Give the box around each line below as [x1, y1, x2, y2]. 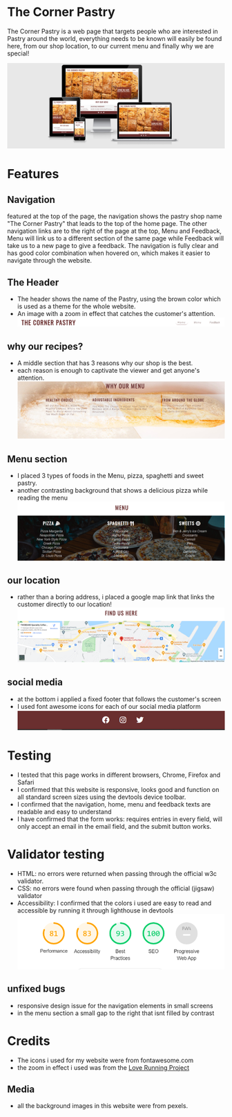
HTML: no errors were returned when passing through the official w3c [17, 870, 217, 878]
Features [7, 166, 59, 182]
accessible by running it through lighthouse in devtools [17, 906, 174, 915]
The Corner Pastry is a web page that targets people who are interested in [7, 27, 219, 35]
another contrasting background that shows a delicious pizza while [17, 486, 209, 495]
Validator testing [7, 847, 105, 863]
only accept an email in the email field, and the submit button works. [17, 823, 212, 831]
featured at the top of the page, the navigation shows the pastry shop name [7, 212, 222, 220]
